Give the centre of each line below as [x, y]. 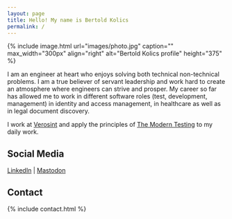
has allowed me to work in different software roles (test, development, [107, 96]
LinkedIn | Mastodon [36, 170]
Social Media [36, 154]
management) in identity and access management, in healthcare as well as [114, 104]
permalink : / [26, 26]
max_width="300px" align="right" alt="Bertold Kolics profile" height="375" [115, 53]
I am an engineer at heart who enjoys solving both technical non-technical [114, 74]
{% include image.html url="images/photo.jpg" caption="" [90, 46]
